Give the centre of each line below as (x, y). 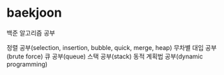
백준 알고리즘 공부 (31, 33)
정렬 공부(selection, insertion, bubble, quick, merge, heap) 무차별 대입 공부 (112, 47)
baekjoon (34, 13)
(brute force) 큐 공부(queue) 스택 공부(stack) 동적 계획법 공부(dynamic (105, 56)
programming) (27, 64)
